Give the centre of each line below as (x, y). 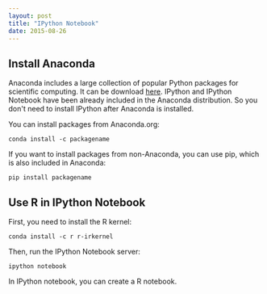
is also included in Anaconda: (57, 163)
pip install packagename (50, 178)
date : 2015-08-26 (38, 31)
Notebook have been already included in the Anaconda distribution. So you (133, 100)
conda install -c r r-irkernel (61, 237)
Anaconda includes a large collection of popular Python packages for (123, 83)
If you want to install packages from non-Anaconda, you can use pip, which (134, 154)
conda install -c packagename (59, 139)
